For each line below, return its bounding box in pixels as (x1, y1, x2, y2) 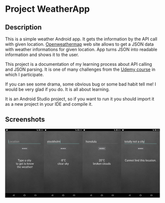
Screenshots (5, 116, 45, 124)
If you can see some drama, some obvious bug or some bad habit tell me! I (5, 81, 156, 87)
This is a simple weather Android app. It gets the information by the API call (5, 36, 158, 42)
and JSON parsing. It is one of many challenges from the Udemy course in (5, 66, 156, 72)
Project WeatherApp (5, 3, 90, 15)
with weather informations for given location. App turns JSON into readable (5, 47, 158, 52)
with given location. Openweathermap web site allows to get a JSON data (5, 41, 154, 47)
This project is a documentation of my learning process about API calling (5, 61, 152, 67)
